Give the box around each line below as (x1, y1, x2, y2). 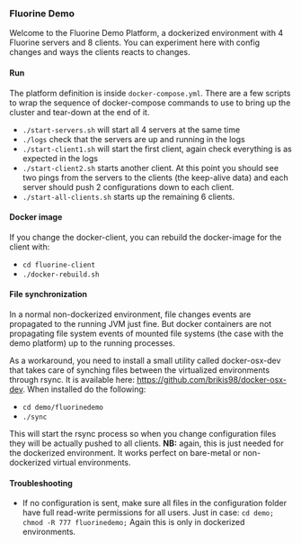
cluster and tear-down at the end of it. (9, 106, 150, 117)
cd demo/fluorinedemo (22, 403, 103, 412)
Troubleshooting (9, 477, 74, 488)
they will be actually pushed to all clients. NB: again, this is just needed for (9, 438, 285, 449)
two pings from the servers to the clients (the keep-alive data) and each (22, 172, 289, 183)
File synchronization (9, 289, 88, 300)
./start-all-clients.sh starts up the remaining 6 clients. (22, 191, 235, 202)
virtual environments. (52, 457, 132, 467)
